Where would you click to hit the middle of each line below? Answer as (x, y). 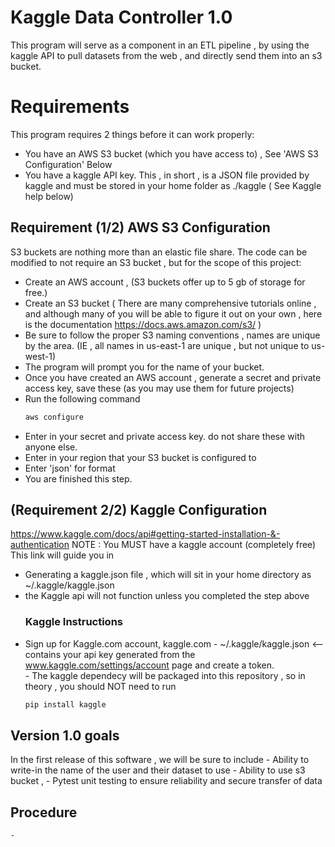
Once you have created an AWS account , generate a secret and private (173, 377)
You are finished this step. (78, 478)
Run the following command (82, 398)
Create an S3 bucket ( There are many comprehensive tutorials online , (170, 303)
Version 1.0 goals (65, 735)
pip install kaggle (65, 704)
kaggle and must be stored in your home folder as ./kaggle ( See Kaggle (173, 185)
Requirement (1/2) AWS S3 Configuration (140, 227)
